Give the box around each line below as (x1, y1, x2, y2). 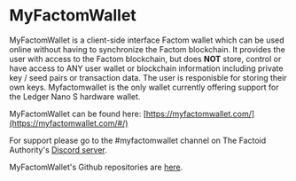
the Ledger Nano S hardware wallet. (9, 90, 141, 102)
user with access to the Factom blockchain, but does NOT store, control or (9, 53, 282, 64)
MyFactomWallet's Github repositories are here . (9, 161, 183, 172)
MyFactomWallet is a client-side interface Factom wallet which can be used (9, 35, 285, 45)
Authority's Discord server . (9, 144, 108, 155)
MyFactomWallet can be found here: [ (9, 108, 147, 119)
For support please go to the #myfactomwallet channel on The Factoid (9, 135, 267, 146)
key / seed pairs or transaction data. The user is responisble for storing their (9, 72, 287, 83)
